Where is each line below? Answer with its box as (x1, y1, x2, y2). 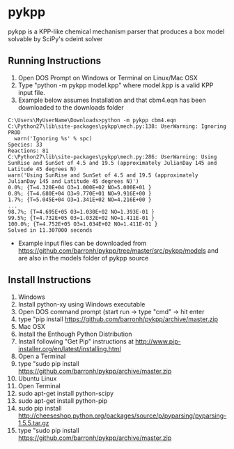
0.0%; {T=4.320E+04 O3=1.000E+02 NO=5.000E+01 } (8, 184, 152, 191)
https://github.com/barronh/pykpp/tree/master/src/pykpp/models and (17, 246, 219, 255)
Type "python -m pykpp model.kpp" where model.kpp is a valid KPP (17, 81, 214, 89)
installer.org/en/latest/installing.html (17, 344, 121, 353)
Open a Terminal (17, 352, 66, 360)
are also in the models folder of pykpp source (17, 253, 149, 262)
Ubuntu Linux (17, 374, 57, 383)
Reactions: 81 (8, 147, 49, 154)
